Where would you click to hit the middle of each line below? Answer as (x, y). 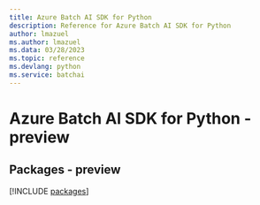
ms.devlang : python (45, 67)
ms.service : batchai (47, 75)
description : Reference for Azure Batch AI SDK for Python (120, 26)
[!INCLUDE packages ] (49, 191)
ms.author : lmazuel (45, 42)
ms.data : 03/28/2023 (47, 50)
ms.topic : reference (47, 58)
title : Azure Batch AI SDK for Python (80, 17)
